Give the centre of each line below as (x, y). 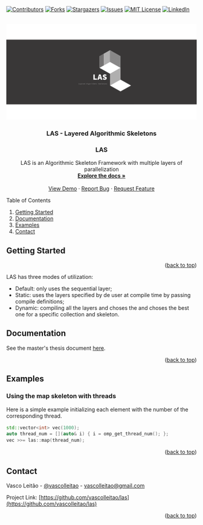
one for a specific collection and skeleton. (67, 315)
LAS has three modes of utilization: (50, 277)
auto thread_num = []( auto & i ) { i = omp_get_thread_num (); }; (88, 434)
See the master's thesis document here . (56, 348)
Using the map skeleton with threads (61, 396)
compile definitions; (40, 302)
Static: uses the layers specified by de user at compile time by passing (103, 295)
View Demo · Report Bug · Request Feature (101, 189)
